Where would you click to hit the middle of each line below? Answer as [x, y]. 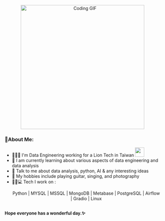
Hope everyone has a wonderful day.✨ [45, 213]
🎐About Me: [19, 139]
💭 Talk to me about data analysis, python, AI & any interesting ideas [80, 171]
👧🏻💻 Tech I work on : [34, 182]
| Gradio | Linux [86, 199]
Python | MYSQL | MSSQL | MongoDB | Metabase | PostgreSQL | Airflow [86, 193]
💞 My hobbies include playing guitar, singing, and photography [75, 176]
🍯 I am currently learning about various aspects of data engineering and [85, 160]
